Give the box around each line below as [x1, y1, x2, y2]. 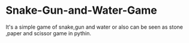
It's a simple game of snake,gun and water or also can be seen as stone [5, 23, 184, 30]
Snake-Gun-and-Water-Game [5, 4, 157, 17]
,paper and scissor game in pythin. [5, 29, 91, 36]
